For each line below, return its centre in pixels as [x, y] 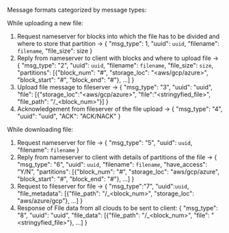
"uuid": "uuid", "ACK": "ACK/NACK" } [69, 116]
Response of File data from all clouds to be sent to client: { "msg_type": [117, 208]
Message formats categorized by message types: [77, 10]
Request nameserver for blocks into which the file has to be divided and [118, 36]
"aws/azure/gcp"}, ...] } [50, 201]
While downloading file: [40, 129]
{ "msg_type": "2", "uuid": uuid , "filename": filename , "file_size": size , [115, 65]
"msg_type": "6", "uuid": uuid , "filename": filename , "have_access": [112, 164]
